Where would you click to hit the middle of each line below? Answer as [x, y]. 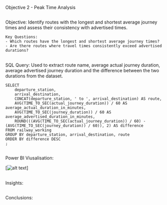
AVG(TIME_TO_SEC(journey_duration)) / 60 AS [63, 112]
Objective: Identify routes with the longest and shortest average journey [81, 22]
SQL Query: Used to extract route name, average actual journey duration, [83, 65]
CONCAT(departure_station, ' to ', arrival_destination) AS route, [88, 99]
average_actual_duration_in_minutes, [46, 108]
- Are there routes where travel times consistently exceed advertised [83, 46]
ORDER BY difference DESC [33, 139]
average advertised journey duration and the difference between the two [82, 70]
